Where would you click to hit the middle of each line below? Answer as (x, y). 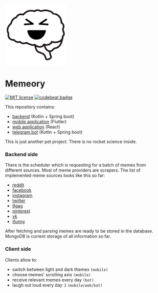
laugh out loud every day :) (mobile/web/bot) (57, 285)
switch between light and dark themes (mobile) (60, 269)
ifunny (19, 222)
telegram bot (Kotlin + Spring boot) (47, 132)
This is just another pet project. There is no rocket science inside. (71, 142)
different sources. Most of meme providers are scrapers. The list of (73, 170)
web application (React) (36, 127)
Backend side (22, 154)
